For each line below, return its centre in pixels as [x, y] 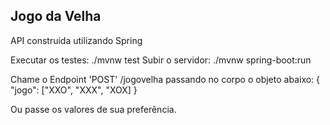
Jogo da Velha [56, 16]
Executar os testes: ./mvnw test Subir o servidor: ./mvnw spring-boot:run [161, 60]
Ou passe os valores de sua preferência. [93, 109]
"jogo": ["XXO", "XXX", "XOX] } [74, 90]
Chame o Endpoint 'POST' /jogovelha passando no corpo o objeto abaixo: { [165, 79]
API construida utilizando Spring [76, 40]
